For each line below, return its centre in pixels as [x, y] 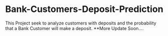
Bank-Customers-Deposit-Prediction [84, 9]
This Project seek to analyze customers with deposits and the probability [81, 23]
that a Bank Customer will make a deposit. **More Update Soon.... [74, 28]
